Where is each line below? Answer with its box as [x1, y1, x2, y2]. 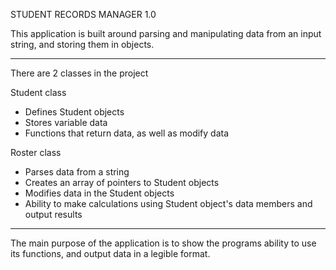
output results [24, 209, 83, 220]
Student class [10, 87, 67, 98]
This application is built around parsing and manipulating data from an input [10, 28, 322, 39]
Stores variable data [24, 117, 108, 128]
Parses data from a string [24, 166, 130, 178]
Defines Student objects [24, 106, 125, 118]
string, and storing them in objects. [10, 39, 155, 50]
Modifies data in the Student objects [24, 187, 175, 199]
